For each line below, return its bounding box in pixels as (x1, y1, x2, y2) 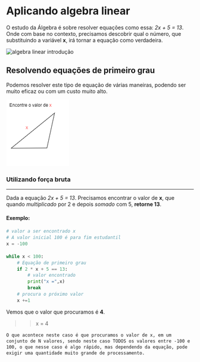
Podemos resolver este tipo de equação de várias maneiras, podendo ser (6, 81, 186, 88)
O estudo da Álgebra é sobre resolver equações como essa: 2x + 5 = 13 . (6, 24, 184, 31)
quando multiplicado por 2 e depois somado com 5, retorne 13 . (6, 201, 162, 208)
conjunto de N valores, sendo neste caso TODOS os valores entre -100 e (6, 338, 190, 344)
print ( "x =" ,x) (27, 279, 65, 284)
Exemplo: (6, 214, 30, 221)
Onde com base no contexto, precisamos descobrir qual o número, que (6, 30, 182, 37)
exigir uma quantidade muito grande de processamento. (6, 350, 145, 356)
